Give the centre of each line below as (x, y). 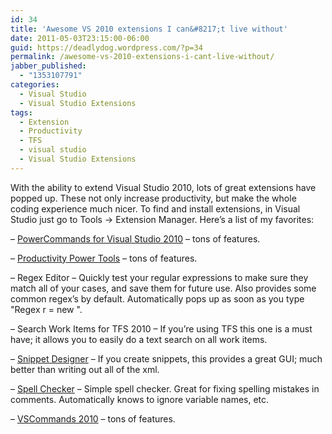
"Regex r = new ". (46, 309)
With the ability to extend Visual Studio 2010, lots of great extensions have (163, 187)
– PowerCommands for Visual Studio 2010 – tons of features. (135, 238)
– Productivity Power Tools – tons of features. (104, 258)
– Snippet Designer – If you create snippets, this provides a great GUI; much (166, 358)
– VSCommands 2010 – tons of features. (93, 418)
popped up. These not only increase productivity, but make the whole (153, 198)
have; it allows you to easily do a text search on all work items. (139, 339)
